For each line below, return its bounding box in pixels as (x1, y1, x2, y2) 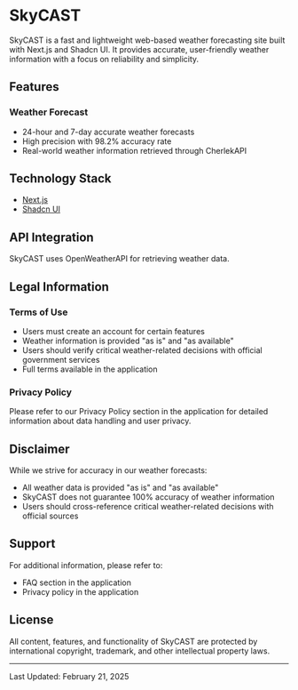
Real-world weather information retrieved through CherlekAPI (21, 145, 247, 156)
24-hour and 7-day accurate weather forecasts (21, 126, 195, 137)
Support (9, 536, 56, 551)
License (9, 613, 54, 628)
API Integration (9, 229, 95, 245)
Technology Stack (9, 171, 112, 187)
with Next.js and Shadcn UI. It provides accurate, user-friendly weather (9, 44, 270, 54)
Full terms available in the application (21, 364, 158, 374)
